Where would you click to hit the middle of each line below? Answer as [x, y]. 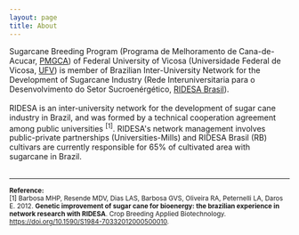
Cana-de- [257, 51]
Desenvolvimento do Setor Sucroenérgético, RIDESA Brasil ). [119, 89]
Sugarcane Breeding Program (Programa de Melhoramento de [123, 51]
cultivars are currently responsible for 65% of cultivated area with [130, 147]
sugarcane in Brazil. [45, 157]
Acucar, [24, 61]
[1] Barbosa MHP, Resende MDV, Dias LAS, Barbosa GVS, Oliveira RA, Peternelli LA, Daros [146, 199]
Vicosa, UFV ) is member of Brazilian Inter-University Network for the [135, 70]
